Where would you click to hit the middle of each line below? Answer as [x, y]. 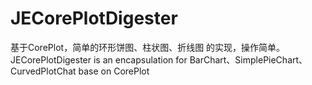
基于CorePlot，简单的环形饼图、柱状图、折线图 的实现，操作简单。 [148, 47]
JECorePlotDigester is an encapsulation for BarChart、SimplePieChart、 [159, 59]
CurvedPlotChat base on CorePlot [80, 71]
